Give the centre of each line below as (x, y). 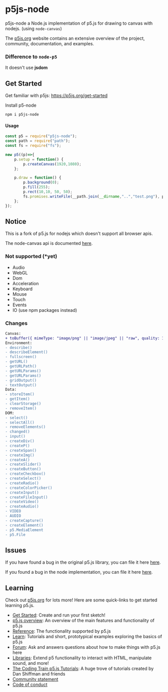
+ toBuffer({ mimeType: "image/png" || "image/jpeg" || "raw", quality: (82, 338)
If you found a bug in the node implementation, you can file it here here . (79, 572)
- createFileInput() (27, 497)
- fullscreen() (21, 357)
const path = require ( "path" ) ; (38, 141)
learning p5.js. (20, 605)
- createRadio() (22, 483)
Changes (16, 323)
